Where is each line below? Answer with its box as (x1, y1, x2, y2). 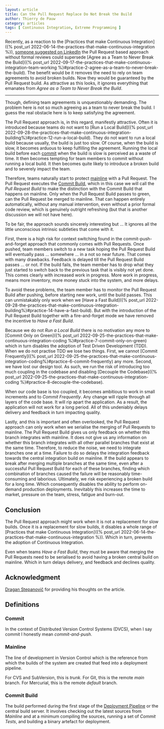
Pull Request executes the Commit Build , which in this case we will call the (5, 181, 155, 187)
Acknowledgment (5, 573, 61, 582)
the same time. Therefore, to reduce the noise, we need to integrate (5, 445, 142, 451)
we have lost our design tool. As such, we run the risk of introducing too (5, 364, 150, 370)
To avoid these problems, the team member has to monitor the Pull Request (5, 287, 157, 293)
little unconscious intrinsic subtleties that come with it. (5, 227, 114, 232)
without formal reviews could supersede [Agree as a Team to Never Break (5, 54, 154, 60)
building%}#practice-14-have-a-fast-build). (5, 308, 93, 313)
